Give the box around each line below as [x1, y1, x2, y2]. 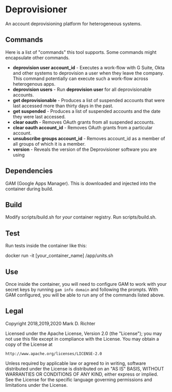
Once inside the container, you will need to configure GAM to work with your [5, 281, 167, 287]
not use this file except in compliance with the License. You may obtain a [5, 336, 159, 342]
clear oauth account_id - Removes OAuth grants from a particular [12, 124, 153, 130]
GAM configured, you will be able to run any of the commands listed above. [5, 292, 165, 298]
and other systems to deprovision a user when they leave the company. [12, 70, 164, 76]
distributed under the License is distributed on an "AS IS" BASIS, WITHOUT [5, 365, 164, 371]
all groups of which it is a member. [12, 141, 86, 147]
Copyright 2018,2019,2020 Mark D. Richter [5, 320, 96, 326]
